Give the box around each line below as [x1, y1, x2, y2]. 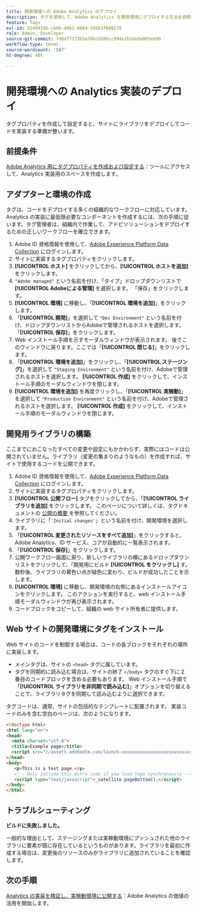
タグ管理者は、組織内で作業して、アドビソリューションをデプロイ [26, 221, 185, 228]
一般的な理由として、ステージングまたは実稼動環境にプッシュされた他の [6, 834, 181, 841]
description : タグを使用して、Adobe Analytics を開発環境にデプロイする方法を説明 [6, 14, 191, 20]
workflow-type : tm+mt [6, 42, 59, 48]
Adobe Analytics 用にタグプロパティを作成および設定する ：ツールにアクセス [6, 163, 191, 170]
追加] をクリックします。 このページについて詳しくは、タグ [35, 502, 178, 509]
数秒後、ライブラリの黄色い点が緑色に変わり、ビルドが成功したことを [14, 569, 185, 575]
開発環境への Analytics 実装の [6, 85, 151, 98]
